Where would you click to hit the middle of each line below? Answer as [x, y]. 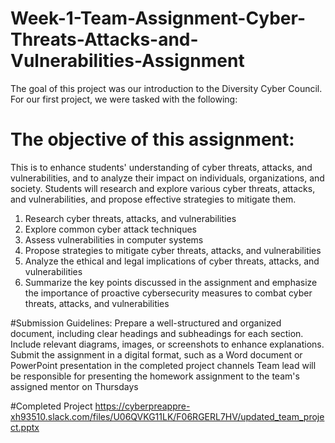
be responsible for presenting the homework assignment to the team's [155, 376]
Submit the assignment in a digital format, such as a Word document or [156, 354]
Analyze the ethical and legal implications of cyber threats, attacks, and [172, 261]
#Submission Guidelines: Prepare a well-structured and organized [146, 323]
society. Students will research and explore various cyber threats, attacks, [163, 188]
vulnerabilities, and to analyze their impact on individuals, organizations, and [167, 178]
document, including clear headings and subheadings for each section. [157, 333]
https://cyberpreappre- [142, 406]
